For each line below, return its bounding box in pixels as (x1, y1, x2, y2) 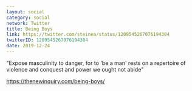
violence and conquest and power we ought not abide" (6, 66, 144, 73)
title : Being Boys (6, 25, 53, 32)
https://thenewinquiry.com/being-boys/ (6, 77, 105, 85)
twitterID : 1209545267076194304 (6, 37, 88, 43)
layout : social (6, 8, 45, 15)
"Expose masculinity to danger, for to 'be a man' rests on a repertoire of (6, 59, 187, 67)
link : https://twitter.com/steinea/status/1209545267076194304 (6, 32, 170, 38)
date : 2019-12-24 (6, 43, 50, 49)
